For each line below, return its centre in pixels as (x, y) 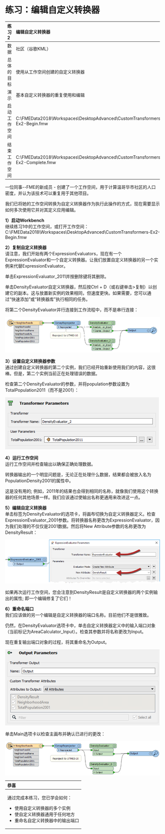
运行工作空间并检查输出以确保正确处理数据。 (50, 464)
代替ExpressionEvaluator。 (41, 266)
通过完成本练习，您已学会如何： (40, 798)
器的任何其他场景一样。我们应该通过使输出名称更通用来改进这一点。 (74, 497)
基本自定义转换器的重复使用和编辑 (50, 95)
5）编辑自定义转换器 (26, 508)
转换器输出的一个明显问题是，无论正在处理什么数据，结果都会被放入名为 (78, 474)
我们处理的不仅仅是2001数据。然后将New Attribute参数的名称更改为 (78, 526)
